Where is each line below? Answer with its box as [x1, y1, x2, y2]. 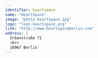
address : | [5, 31, 28, 36]
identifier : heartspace [5, 7, 56, 13]
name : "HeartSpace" [5, 12, 47, 17]
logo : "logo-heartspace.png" [5, 21, 67, 27]
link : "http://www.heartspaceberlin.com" [5, 26, 94, 31]
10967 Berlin [10, 45, 38, 50]
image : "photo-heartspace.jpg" [5, 17, 72, 22]
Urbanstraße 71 [10, 36, 42, 41]
